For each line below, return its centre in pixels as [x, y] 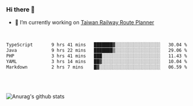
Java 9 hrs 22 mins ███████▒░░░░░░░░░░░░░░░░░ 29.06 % [96, 51]
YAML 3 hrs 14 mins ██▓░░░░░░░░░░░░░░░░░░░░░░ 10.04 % [96, 61]
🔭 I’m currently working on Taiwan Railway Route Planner [84, 23]
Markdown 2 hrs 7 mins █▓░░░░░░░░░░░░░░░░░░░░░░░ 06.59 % [96, 67]
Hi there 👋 [21, 10]
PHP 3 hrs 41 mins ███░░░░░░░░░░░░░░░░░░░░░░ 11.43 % [96, 56]
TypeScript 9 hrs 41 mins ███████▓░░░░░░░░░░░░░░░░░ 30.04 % [96, 45]
